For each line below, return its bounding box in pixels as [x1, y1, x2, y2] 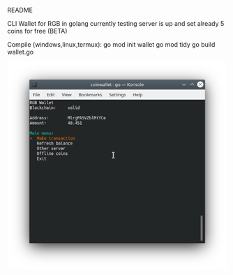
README [7, 6, 33, 14]
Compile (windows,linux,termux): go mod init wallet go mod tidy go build [7, 40, 216, 48]
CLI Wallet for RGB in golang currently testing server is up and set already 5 [7, 20, 225, 27]
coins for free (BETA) [7, 27, 68, 35]
